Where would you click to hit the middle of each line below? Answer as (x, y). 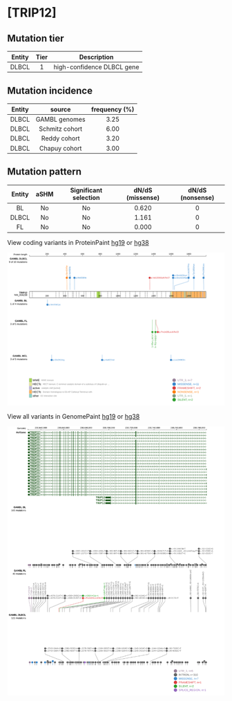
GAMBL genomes (60, 119)
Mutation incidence (50, 90)
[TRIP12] (32, 13)
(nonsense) (197, 198)
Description (96, 57)
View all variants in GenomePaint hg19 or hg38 (74, 417)
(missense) (143, 198)
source (61, 109)
